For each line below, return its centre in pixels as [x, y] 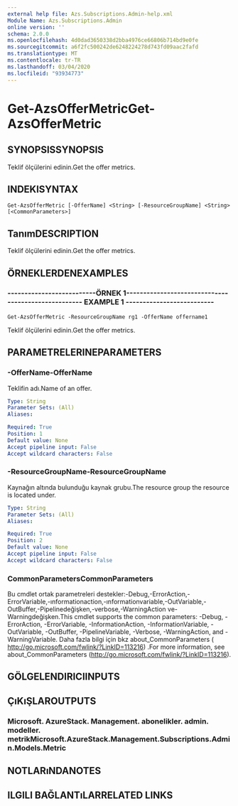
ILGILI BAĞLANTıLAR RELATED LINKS [90, 795]
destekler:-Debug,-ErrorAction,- [143, 594]
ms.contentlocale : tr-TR [44, 60]
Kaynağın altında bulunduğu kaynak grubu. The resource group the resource [118, 487]
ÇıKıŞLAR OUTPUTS [52, 701]
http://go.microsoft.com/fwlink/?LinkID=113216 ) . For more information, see [116, 647]
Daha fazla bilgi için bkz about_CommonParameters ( [137, 640]
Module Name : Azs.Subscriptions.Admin [65, 21]
